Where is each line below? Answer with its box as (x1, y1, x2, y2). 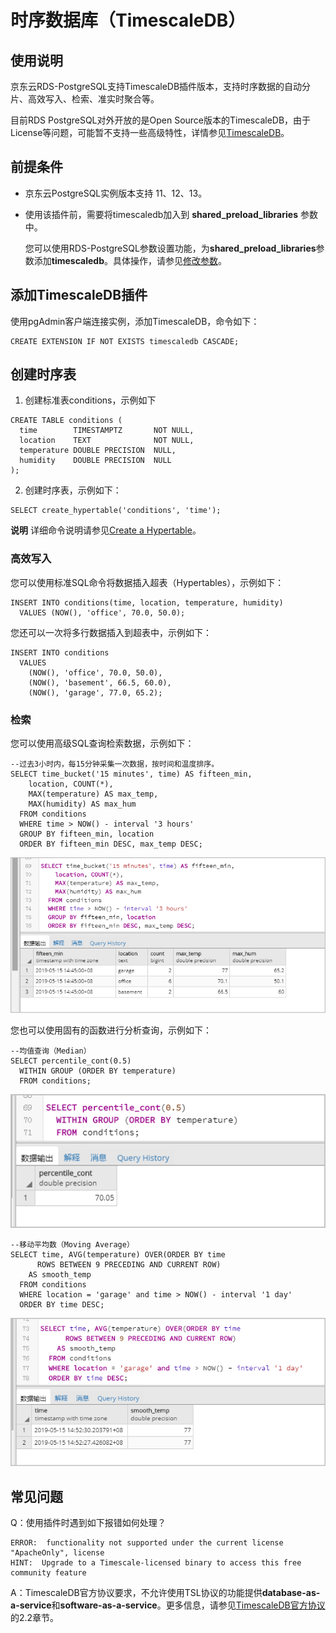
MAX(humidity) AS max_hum (28, 799, 137, 810)
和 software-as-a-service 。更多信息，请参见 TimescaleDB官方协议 (51, 1599, 326, 1611)
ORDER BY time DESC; (19, 1299, 105, 1310)
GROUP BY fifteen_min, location (19, 829, 155, 840)
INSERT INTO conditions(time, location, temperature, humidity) (10, 597, 284, 608)
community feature (10, 1568, 87, 1578)
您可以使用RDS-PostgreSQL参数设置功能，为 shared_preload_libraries (24, 242, 317, 254)
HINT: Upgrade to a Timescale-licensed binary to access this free (10, 1558, 302, 1568)
